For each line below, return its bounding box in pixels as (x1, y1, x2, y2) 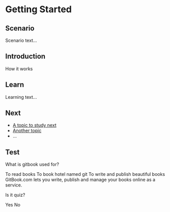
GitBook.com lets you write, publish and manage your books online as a (5, 177, 156, 183)
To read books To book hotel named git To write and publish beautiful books (5, 171, 165, 177)
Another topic (12, 127, 42, 134)
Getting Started (5, 4, 72, 15)
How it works (5, 65, 33, 72)
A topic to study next (12, 122, 57, 128)
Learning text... (5, 94, 37, 100)
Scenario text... (5, 37, 37, 43)
